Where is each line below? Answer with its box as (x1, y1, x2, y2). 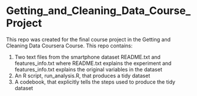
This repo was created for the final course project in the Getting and (6, 36, 171, 43)
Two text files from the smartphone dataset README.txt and (14, 53, 161, 60)
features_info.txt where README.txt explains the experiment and (14, 60, 172, 67)
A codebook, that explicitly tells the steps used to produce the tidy (14, 78, 175, 85)
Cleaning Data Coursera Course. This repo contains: (6, 42, 133, 49)
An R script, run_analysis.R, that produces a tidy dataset (14, 72, 151, 79)
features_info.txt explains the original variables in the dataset (14, 66, 163, 73)
